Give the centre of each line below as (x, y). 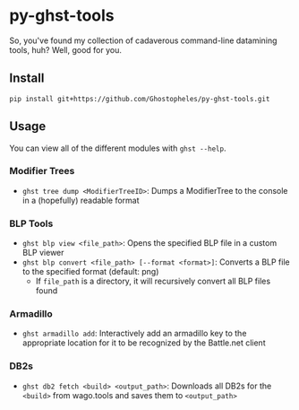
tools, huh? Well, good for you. (66, 49)
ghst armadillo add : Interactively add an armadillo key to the (134, 334)
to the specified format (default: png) (90, 272)
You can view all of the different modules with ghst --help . (118, 148)
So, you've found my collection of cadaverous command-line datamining (143, 40)
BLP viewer (43, 253)
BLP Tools (31, 223)
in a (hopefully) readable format (81, 200)
